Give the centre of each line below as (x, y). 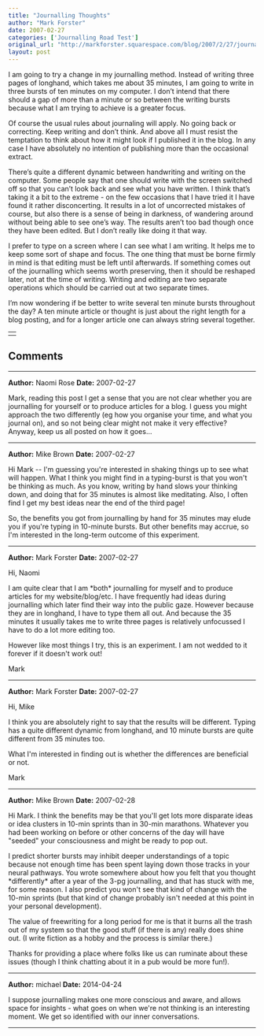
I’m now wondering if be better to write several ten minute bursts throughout (132, 303)
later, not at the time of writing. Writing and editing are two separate (118, 279)
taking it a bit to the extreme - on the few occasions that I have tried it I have (132, 197)
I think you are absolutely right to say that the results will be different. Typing (132, 722)
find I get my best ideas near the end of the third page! (97, 503)
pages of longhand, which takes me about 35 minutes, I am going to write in (131, 83)
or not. (19, 762)
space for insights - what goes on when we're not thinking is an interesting (129, 1008)
